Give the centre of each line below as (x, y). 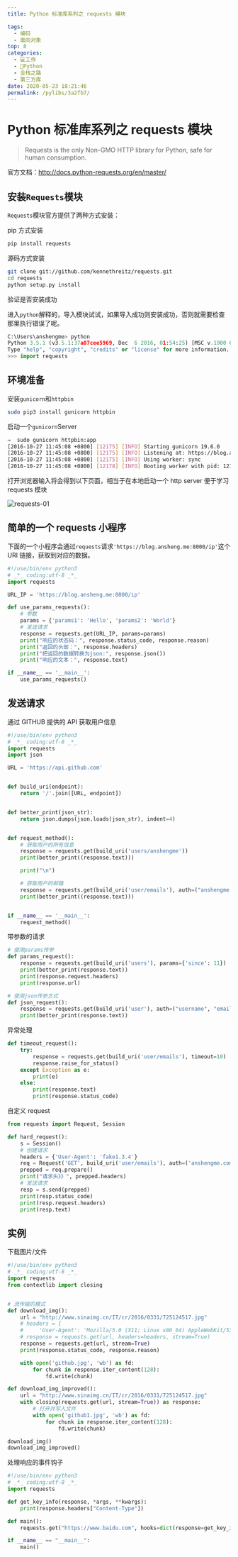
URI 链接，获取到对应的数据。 (51, 555)
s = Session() (41, 1143)
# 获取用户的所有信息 (47, 845)
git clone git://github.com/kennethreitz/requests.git (90, 271)
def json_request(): (38, 1002)
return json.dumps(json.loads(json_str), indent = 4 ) (98, 819)
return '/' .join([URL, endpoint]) (71, 794)
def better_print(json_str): (50, 812)
